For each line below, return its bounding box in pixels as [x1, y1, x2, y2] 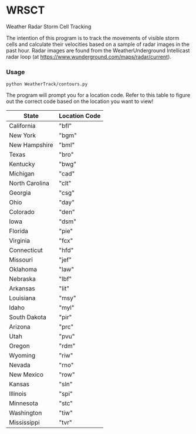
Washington [9, 409, 42, 417]
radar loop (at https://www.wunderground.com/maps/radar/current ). [6, 53, 172, 60]
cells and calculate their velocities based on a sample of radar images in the [6, 41, 190, 48]
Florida [9, 227, 28, 236]
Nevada [9, 361, 31, 369]
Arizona [9, 323, 31, 331]
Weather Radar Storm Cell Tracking [6, 23, 92, 30]
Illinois [9, 390, 27, 398]
